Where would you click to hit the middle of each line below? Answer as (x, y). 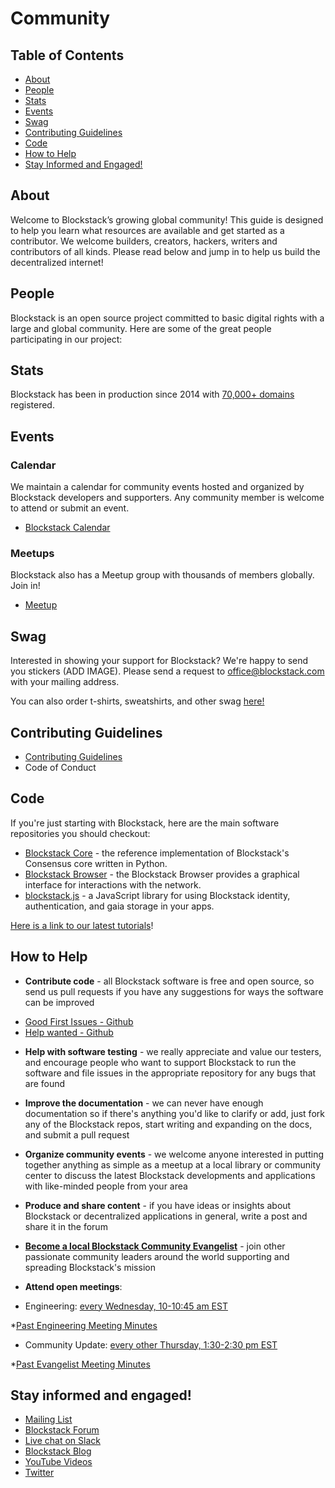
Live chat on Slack (62, 1441)
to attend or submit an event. (70, 508)
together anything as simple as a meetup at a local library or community (173, 1164)
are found (45, 1083)
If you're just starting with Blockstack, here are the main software (145, 823)
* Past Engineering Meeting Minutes (84, 1325)
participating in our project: (66, 339)
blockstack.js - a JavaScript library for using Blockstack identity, (157, 895)
